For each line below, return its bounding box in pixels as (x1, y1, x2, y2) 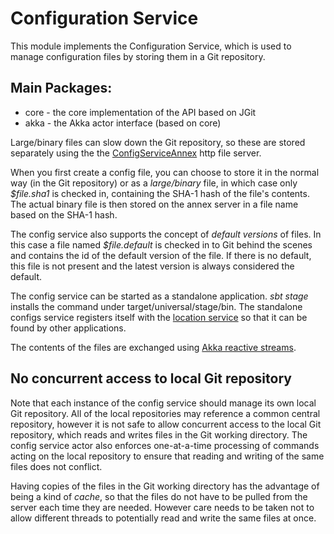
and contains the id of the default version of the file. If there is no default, (10, 249, 312, 261)
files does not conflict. (10, 460, 103, 472)
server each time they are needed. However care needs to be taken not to (10, 501, 315, 513)
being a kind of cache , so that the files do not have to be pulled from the (10, 490, 308, 502)
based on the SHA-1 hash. (10, 208, 118, 221)
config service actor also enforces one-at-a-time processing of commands (10, 439, 320, 451)
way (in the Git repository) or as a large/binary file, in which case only (10, 177, 298, 189)
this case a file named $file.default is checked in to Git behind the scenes (10, 238, 313, 251)
